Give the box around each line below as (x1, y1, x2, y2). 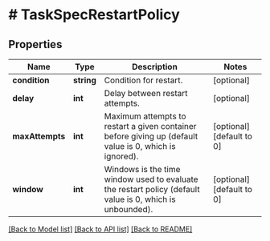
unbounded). (104, 204, 153, 215)
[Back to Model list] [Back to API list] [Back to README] (8, 224, 193, 234)
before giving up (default (104, 131, 198, 142)
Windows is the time (104, 164, 181, 175)
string (73, 74, 96, 86)
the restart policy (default (104, 184, 200, 195)
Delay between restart (104, 88, 188, 98)
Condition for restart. (104, 74, 183, 86)
